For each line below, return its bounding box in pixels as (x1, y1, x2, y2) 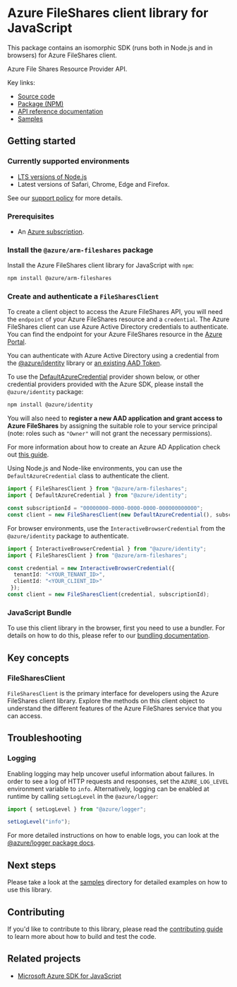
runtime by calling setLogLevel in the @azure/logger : (7, 792, 159, 800)
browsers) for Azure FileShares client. (7, 51, 118, 59)
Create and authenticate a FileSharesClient (7, 292, 159, 301)
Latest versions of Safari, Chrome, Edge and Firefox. (17, 180, 170, 188)
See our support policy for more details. (7, 193, 123, 202)
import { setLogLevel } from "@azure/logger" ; (7, 805, 147, 813)
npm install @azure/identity (7, 401, 93, 408)
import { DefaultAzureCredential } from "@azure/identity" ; (7, 492, 188, 500)
